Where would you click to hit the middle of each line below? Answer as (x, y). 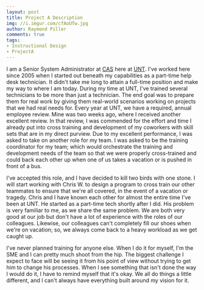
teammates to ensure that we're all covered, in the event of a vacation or (97, 191)
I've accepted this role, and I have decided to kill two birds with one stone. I (101, 178)
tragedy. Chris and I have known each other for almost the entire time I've (99, 197)
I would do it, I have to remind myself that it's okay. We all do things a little (99, 274)
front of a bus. (24, 166)
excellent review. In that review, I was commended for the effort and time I (99, 121)
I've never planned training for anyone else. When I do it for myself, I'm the (100, 248)
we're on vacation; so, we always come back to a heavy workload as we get (102, 230)
